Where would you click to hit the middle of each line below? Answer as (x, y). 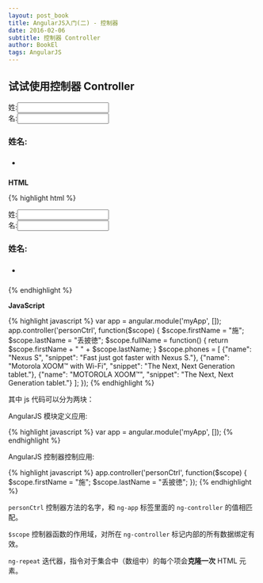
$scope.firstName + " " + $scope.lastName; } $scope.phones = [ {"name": (130, 349)
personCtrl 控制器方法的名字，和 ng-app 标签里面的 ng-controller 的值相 (127, 508)
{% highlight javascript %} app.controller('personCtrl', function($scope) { (128, 473)
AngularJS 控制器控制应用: (51, 457)
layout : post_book (38, 15)
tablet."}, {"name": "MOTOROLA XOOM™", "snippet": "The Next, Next (121, 374)
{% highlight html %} (42, 198)
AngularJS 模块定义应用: (48, 416)
